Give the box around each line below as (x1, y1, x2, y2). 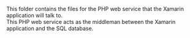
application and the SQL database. (6, 25, 94, 32)
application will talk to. (6, 12, 63, 19)
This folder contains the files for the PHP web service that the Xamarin (6, 6, 184, 12)
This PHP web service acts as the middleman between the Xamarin (6, 18, 176, 25)
